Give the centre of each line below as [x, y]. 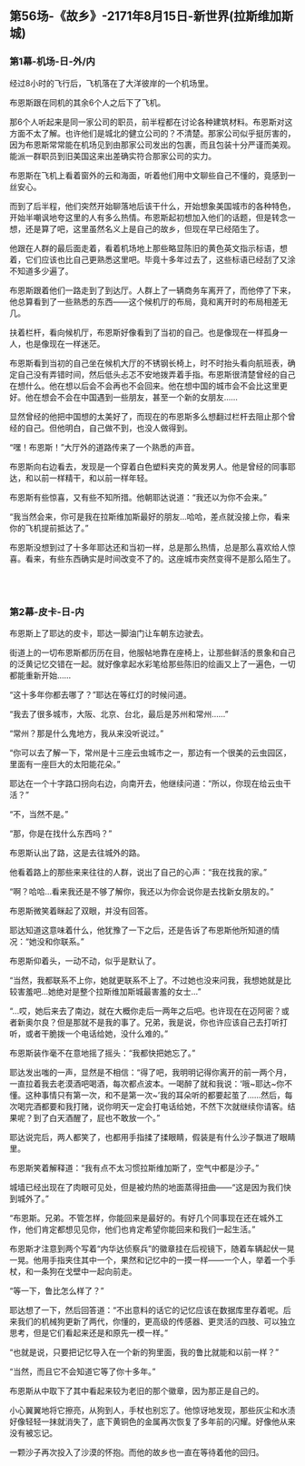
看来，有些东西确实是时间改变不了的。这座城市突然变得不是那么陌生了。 [160, 559]
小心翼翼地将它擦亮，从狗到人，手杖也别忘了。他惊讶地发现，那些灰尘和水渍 [152, 1410]
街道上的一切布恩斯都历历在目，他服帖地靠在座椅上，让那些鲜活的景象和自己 [152, 652]
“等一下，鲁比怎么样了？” [57, 1290]
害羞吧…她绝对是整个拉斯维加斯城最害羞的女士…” [109, 991]
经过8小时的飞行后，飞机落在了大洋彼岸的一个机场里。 [111, 83]
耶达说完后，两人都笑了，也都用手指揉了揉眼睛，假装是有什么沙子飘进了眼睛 [152, 1137]
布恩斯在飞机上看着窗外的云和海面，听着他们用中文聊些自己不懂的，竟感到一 [152, 175]
